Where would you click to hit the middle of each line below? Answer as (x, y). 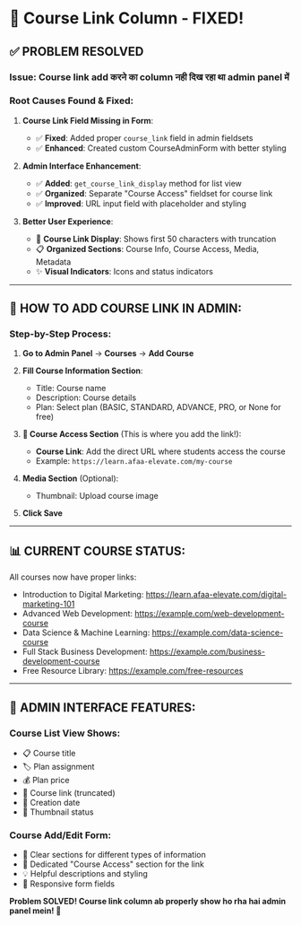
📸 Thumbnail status (58, 812)
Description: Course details (86, 397)
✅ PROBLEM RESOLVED (77, 52)
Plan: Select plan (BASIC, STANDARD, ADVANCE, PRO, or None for (159, 407)
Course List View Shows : (65, 733)
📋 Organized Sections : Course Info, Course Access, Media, (147, 249)
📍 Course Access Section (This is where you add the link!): (132, 434)
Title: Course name (71, 388)
